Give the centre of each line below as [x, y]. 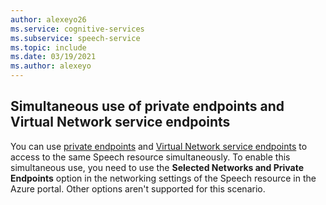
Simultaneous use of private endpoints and [147, 106]
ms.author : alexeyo [51, 66]
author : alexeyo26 [48, 19]
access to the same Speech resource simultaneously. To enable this [150, 157]
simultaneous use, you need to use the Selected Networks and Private [157, 167]
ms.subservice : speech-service [75, 38]
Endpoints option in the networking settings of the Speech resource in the [163, 178]
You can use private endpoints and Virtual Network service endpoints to [159, 146]
